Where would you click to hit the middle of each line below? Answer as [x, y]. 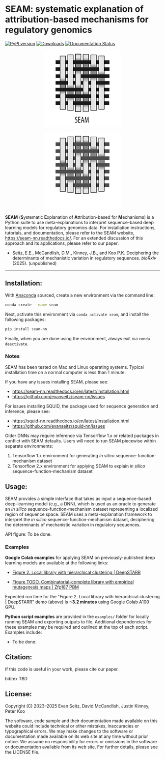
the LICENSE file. [22, 752]
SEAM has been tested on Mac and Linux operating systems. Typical [74, 367]
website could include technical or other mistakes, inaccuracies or [72, 726]
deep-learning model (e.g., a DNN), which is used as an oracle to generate [81, 504]
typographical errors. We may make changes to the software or [69, 731]
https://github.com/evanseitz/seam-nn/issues [58, 396]
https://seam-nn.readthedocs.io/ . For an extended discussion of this [74, 238]
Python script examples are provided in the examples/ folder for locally [77, 616]
